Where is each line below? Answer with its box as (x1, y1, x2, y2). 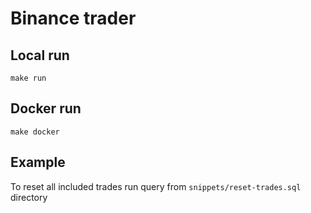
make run (10, 73, 47, 83)
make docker (10, 127, 60, 137)
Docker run (10, 100, 82, 117)
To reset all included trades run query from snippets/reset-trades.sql (10, 180, 302, 192)
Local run (10, 47, 70, 64)
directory (10, 191, 48, 203)
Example (10, 154, 66, 171)
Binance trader (10, 7, 137, 30)
